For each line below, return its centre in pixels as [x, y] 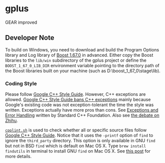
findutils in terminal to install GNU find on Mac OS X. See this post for [78, 151]
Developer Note [30, 38]
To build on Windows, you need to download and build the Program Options [82, 49]
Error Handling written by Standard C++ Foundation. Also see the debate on [82, 115]
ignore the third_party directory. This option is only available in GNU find [80, 141]
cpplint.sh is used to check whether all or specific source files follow [76, 130]
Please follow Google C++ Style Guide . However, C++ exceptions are [75, 94]
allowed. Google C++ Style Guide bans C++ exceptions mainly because [78, 100]
